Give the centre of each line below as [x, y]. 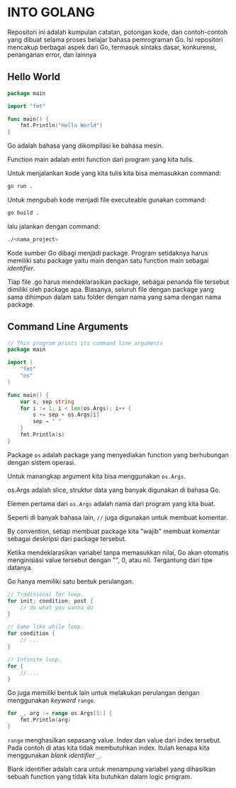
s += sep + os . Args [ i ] [66, 415]
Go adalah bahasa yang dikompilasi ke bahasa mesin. [85, 146]
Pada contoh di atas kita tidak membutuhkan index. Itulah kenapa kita [109, 748]
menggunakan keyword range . [51, 701]
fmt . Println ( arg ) [46, 720]
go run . [20, 186]
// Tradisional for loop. [45, 594]
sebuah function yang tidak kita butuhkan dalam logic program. [100, 776]
